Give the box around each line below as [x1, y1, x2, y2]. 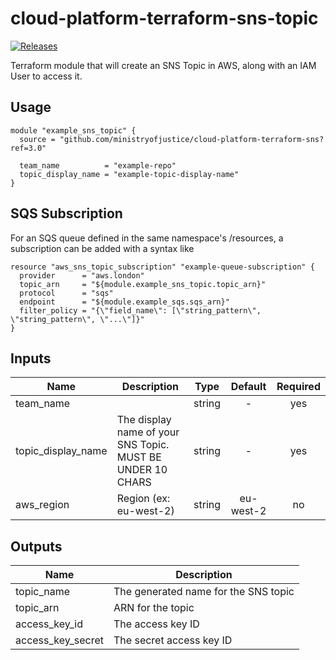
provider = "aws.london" [19, 270, 145, 281]
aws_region [15, 498, 70, 512]
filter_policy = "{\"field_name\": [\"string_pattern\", [19, 305, 262, 316]
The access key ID [113, 617, 200, 631]
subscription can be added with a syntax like [10, 242, 195, 254]
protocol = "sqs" [19, 288, 114, 298]
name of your [116, 425, 180, 439]
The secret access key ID [113, 633, 233, 647]
